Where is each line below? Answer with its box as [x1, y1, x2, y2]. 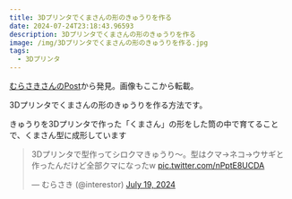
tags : [9, 47, 30, 56]
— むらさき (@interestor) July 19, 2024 [30, 179, 176, 189]
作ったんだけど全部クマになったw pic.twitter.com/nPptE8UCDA [30, 160, 265, 170]
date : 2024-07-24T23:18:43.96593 [9, 22, 134, 30]
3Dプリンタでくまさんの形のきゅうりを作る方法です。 [9, 99, 208, 110]
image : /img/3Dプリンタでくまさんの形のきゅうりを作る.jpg [9, 38, 209, 48]
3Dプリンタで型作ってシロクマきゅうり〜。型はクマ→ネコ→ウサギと [30, 149, 285, 160]
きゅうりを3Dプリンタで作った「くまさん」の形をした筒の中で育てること [9, 118, 279, 129]
